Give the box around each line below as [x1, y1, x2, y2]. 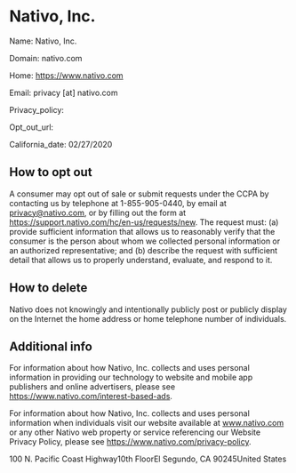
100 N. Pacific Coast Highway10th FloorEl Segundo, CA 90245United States [9, 453, 287, 464]
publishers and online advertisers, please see [9, 381, 176, 392]
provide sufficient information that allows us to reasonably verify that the [9, 226, 276, 236]
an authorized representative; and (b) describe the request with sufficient [9, 245, 278, 255]
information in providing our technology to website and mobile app [9, 372, 253, 383]
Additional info [9, 339, 93, 354]
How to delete [9, 280, 88, 295]
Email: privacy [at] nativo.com [9, 87, 118, 98]
